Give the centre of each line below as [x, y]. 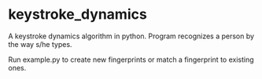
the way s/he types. [40, 44]
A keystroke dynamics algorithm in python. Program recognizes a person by [131, 36]
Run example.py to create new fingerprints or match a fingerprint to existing [131, 59]
